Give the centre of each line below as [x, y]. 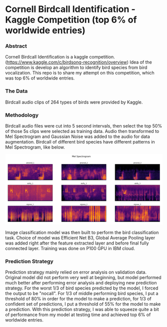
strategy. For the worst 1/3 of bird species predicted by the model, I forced [82, 288]
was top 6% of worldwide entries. [40, 78]
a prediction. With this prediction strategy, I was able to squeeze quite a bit [82, 309]
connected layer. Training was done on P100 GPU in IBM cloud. [70, 248]
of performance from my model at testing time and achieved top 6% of [78, 315]
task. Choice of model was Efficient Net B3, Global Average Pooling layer [80, 238]
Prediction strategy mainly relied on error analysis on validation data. [76, 272]
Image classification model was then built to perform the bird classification [82, 232]
